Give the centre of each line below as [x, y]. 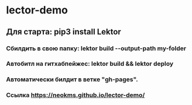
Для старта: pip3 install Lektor [64, 32]
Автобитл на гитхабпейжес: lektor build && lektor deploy [90, 64]
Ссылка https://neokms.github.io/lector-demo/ [76, 95]
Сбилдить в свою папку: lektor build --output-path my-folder [96, 48]
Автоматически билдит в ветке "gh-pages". [72, 79]
